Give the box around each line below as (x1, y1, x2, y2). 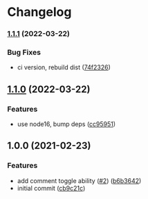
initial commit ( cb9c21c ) (17, 184, 86, 192)
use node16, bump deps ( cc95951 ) (17, 120, 116, 128)
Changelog (7, 4, 72, 20)
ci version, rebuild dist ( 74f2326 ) (17, 63, 111, 71)
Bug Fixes (7, 48, 41, 58)
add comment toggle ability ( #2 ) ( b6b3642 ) (17, 176, 142, 184)
